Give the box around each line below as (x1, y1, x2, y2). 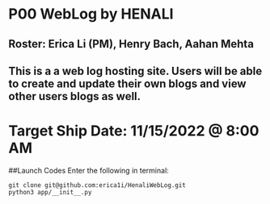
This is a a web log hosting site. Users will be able (8, 64, 263, 77)
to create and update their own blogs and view (8, 77, 247, 90)
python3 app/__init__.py (8, 188, 92, 196)
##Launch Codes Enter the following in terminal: (8, 165, 170, 175)
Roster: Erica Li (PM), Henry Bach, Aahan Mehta (8, 37, 255, 51)
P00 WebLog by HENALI (8, 5, 174, 23)
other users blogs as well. (8, 90, 141, 103)
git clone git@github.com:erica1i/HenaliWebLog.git (8, 181, 186, 189)
